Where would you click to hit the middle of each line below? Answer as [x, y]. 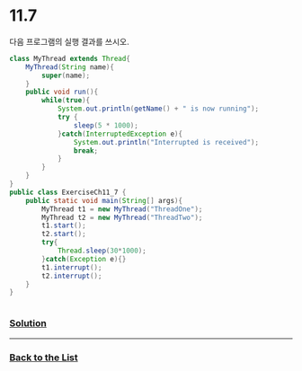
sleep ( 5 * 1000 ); [106, 125]
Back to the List [44, 358]
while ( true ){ [66, 101]
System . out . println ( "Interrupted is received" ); [166, 142]
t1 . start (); [64, 225]
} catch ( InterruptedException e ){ [120, 134]
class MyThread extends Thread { [70, 58]
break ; [86, 150]
